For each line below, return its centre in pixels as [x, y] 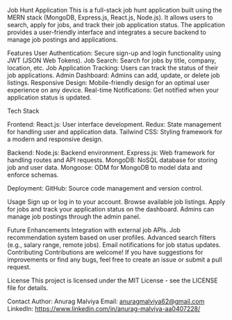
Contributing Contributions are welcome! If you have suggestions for [105, 252]
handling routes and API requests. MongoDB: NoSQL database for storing [112, 160]
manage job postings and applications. [63, 40]
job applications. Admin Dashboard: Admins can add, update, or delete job [114, 75]
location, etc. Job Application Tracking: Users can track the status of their [113, 68]
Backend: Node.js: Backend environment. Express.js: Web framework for [111, 153]
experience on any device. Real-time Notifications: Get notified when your [113, 90]
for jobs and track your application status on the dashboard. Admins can [110, 209]
